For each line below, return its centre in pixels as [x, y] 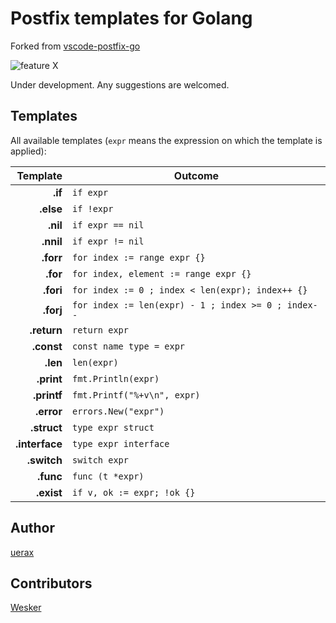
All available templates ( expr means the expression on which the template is [166, 140]
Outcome [196, 175]
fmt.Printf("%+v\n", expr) [136, 395]
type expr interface [120, 443]
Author [32, 528]
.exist [49, 492]
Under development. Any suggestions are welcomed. [120, 84]
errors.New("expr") [118, 411]
